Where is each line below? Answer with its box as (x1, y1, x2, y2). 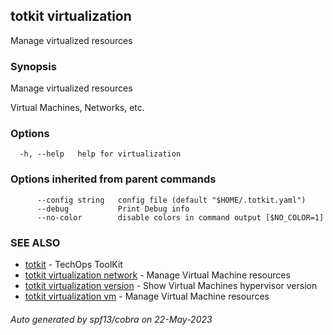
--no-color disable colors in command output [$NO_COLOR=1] (36, 212, 325, 223)
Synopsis (10, 59, 57, 73)
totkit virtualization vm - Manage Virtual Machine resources (24, 290, 270, 302)
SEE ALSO (10, 235, 61, 249)
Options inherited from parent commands (10, 172, 217, 186)
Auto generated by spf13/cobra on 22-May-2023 (10, 313, 213, 325)
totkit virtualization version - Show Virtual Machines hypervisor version (24, 280, 318, 291)
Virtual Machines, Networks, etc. (10, 102, 145, 114)
